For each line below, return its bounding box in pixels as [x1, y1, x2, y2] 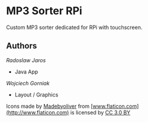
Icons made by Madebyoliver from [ [6, 102, 93, 110]
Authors [6, 41, 37, 51]
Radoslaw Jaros [6, 56, 46, 63]
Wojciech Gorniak [6, 79, 50, 86]
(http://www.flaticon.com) [6, 108, 69, 116]
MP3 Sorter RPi [6, 4, 83, 18]
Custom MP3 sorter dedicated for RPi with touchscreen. [6, 24, 143, 31]
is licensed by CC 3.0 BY [70, 108, 131, 116]
